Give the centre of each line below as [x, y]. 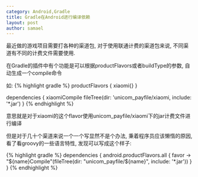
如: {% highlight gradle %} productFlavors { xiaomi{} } [72, 86]
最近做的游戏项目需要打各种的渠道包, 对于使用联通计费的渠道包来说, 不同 [95, 46]
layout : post [22, 22]
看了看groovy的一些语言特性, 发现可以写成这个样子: [69, 143]
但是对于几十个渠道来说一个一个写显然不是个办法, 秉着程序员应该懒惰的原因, [99, 136]
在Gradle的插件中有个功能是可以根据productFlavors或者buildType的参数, [95, 66]
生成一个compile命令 [36, 73]
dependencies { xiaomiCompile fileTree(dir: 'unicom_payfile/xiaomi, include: [99, 98]
